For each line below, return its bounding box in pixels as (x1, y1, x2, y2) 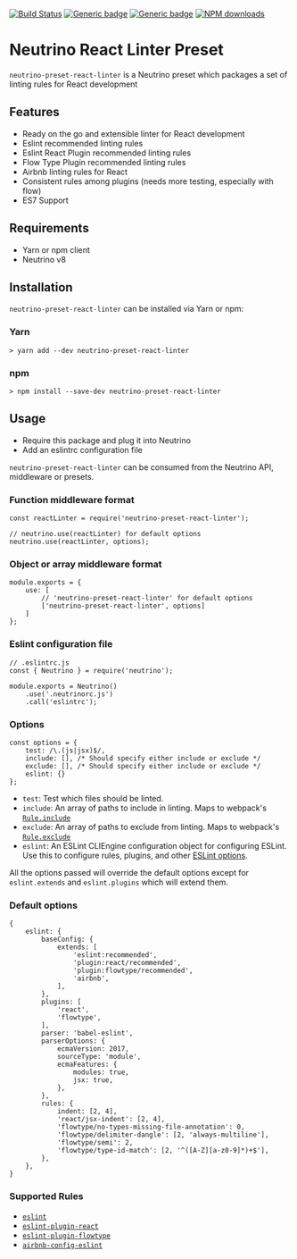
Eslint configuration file (9, 638, 113, 650)
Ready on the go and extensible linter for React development (21, 128, 245, 138)
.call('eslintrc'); (25, 697, 98, 706)
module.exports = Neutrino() (9, 682, 118, 691)
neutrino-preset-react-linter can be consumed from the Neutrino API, (9, 461, 274, 473)
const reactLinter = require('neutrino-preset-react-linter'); (9, 514, 250, 523)
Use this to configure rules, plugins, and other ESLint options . (21, 850, 248, 860)
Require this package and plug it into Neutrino (21, 434, 192, 446)
